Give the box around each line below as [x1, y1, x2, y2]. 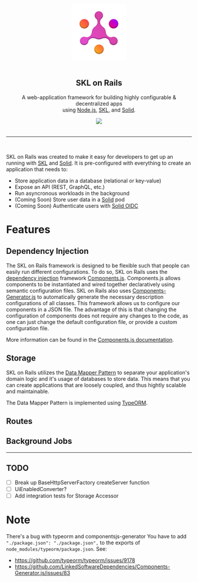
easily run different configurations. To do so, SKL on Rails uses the [6, 268, 168, 275]
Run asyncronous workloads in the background [14, 189, 130, 197]
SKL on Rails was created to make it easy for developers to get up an [6, 153, 174, 160]
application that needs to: [6, 165, 68, 172]
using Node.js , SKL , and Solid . [62, 106, 136, 113]
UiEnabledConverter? [14, 485, 67, 492]
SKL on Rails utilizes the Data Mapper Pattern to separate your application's [6, 369, 190, 376]
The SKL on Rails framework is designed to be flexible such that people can [6, 261, 190, 269]
